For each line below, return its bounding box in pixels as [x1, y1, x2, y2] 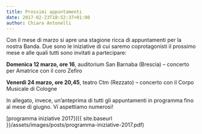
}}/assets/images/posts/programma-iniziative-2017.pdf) [6, 121, 145, 129]
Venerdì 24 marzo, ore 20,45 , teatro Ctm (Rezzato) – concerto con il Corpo [6, 79, 194, 86]
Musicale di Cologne [6, 85, 57, 93]
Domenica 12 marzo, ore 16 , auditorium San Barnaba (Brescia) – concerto [6, 61, 190, 68]
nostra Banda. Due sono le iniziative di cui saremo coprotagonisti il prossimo [6, 43, 196, 50]
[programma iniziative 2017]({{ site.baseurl [6, 115, 113, 122]
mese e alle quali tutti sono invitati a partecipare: [6, 49, 127, 56]
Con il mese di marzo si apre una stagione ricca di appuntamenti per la [6, 37, 182, 44]
